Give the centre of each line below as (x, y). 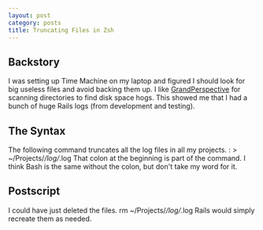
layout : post (30, 15)
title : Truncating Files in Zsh (61, 30)
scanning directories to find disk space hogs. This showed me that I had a (128, 98)
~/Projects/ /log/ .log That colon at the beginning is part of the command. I (127, 158)
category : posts (35, 23)
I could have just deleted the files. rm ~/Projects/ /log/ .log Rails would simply (131, 210)
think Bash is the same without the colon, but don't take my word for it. (123, 167)
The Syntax (37, 131)
